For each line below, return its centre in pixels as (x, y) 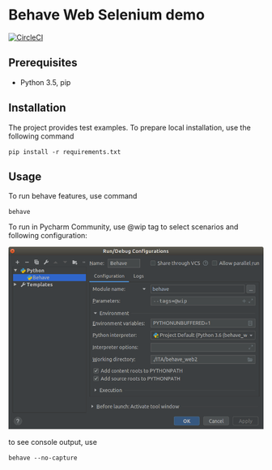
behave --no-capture (43, 458)
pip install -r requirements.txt (65, 152)
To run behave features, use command (73, 196)
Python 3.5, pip (45, 82)
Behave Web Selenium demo (106, 15)
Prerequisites (43, 63)
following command (41, 136)
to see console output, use (53, 442)
